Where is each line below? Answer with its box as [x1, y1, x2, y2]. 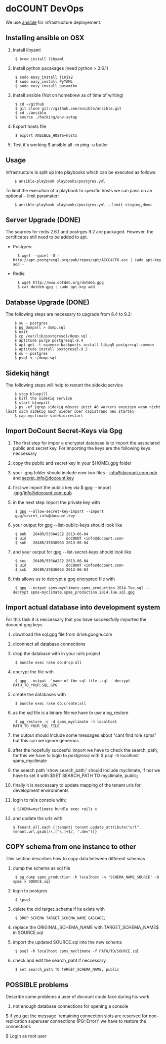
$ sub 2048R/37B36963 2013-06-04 [15, 540, 88, 545]
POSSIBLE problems [5, 981, 69, 989]
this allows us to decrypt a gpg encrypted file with [12, 576, 115, 582]
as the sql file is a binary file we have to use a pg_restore [12, 710, 129, 715]
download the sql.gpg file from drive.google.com [12, 631, 113, 637]
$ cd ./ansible [15, 110, 46, 115]
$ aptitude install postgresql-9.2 [14, 347, 88, 352]
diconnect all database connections [12, 641, 86, 647]
